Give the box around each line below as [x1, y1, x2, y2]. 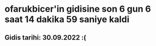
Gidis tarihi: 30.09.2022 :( [4, 33, 86, 42]
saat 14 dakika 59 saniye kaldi [4, 14, 129, 25]
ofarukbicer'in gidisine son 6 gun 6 [4, 3, 151, 15]
